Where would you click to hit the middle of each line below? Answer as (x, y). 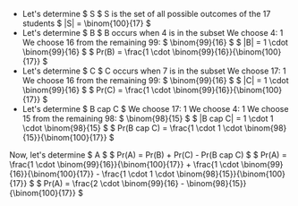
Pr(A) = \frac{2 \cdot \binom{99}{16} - (114, 183)
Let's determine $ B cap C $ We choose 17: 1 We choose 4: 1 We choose (155, 109)
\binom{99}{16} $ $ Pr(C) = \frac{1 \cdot (97, 90)
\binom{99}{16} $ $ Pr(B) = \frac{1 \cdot (96, 52)
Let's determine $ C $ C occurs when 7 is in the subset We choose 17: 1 (154, 71)
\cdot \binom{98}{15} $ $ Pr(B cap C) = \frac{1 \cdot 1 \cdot (132, 128)
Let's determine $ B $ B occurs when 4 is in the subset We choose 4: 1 (153, 33)
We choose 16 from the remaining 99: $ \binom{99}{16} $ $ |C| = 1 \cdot (155, 80)
